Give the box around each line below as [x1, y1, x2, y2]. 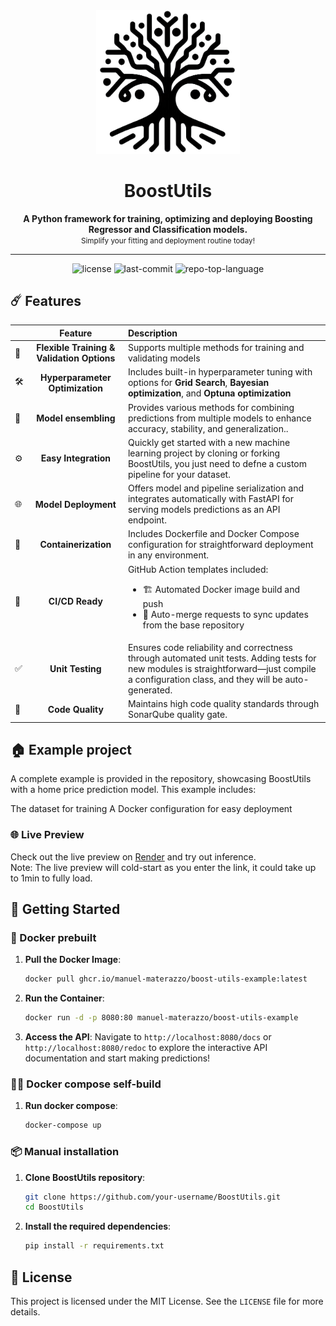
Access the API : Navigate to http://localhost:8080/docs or [24, 1031, 272, 1043]
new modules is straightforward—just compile [127, 662, 317, 674]
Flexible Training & [36, 342, 116, 354]
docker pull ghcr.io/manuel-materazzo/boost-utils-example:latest [24, 974, 308, 984]
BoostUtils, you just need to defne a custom [127, 457, 307, 469]
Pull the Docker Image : [24, 954, 122, 966]
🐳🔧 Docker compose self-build [10, 1077, 162, 1091]
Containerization [39, 539, 112, 551]
